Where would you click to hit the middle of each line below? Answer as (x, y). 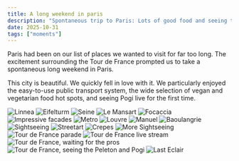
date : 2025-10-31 (33, 27)
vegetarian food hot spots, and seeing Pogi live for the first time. (102, 98)
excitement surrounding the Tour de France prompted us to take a (104, 62)
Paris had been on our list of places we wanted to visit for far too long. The (117, 54)
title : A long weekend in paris (55, 14)
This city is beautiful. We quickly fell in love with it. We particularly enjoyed (117, 83)
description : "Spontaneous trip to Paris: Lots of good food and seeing (117, 21)
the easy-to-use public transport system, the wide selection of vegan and (115, 90)
